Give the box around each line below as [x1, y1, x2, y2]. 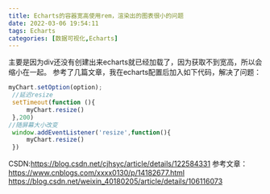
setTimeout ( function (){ [11, 98, 95, 106]
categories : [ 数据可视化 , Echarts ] [8, 34, 118, 43]
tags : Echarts [8, 27, 56, 35]
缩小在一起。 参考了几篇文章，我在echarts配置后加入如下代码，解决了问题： [8, 68, 262, 77]
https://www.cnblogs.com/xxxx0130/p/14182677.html [8, 168, 185, 178]
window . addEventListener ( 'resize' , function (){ [11, 128, 172, 137]
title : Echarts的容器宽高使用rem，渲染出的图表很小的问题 [8, 11, 184, 20]
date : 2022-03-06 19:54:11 [8, 19, 99, 27]
